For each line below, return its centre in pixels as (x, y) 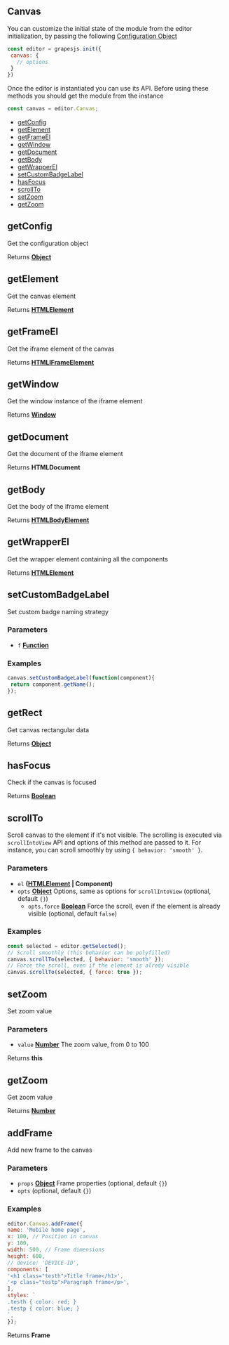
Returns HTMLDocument (44, 467)
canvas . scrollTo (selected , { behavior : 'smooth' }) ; (86, 959)
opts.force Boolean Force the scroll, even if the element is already (124, 906)
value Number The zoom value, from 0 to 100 (83, 1045)
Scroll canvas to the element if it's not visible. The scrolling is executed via (114, 835)
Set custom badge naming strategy (58, 611)
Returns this (25, 1058)
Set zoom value (30, 1011)
